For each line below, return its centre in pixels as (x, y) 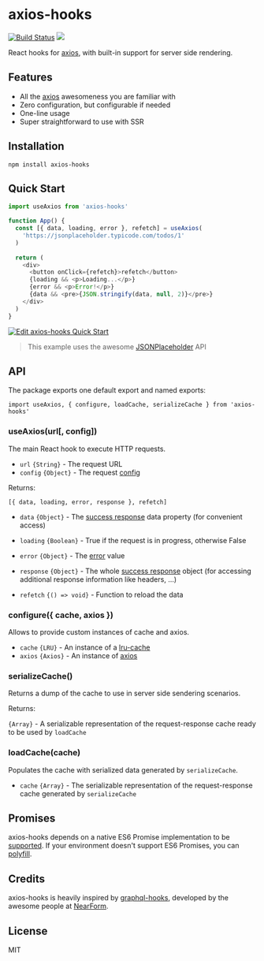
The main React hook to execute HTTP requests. (87, 449)
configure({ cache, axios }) (61, 615)
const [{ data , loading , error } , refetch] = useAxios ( (109, 229)
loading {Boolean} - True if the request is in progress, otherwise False (133, 540)
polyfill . (20, 854)
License (28, 931)
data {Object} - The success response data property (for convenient (131, 516)
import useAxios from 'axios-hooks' (68, 207)
